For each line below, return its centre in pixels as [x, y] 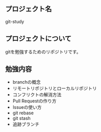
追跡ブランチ [26, 124]
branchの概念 [27, 82]
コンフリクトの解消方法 [37, 95]
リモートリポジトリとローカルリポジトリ [55, 88]
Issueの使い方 [27, 107]
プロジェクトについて [38, 39]
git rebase [23, 113]
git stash [21, 118]
